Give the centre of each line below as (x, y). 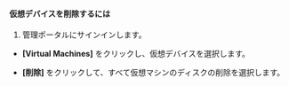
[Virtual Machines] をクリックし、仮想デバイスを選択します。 (136, 54)
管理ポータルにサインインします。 (84, 35)
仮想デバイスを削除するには (60, 13)
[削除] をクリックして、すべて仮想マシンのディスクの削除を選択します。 (153, 73)
